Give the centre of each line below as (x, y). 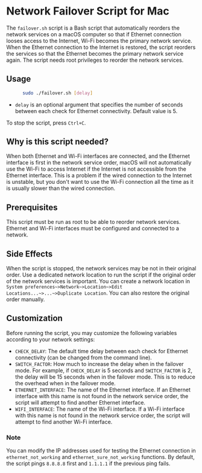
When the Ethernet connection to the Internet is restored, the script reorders (101, 47)
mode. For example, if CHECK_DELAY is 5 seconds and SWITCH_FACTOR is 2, (104, 370)
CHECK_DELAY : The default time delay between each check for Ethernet (101, 351)
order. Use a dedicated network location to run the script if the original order (101, 275)
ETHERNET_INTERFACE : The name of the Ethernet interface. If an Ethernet (103, 390)
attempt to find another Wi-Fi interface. (64, 422)
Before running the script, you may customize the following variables (92, 333)
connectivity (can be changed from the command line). (83, 357)
